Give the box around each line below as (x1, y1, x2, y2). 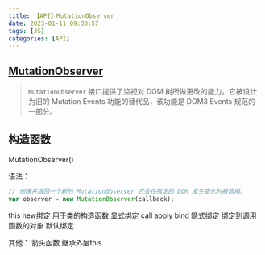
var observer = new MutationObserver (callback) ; (8, 194, 175, 203)
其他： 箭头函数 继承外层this (8, 237, 102, 247)
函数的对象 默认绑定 (8, 220, 74, 230)
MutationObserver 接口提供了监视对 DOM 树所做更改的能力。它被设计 (27, 86, 258, 97)
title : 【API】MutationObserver (8, 11, 114, 20)
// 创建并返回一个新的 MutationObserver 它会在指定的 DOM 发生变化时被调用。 (8, 187, 246, 195)
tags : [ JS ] (8, 27, 45, 35)
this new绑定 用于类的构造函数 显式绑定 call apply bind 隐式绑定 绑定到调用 (8, 211, 257, 220)
